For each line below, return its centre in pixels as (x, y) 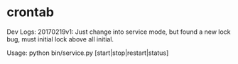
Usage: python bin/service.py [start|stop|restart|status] (88, 53)
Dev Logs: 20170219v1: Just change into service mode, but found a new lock (119, 32)
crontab (31, 12)
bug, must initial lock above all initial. (60, 39)
